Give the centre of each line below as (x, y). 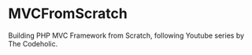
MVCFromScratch (68, 14)
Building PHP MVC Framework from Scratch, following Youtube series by (126, 35)
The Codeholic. (33, 43)
